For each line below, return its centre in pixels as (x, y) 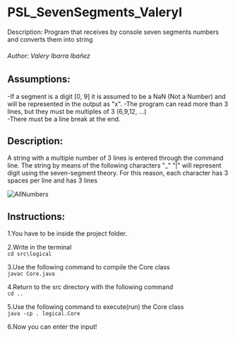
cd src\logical (30, 254)
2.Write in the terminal (40, 247)
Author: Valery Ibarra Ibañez (49, 56)
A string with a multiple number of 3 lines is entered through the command (115, 158)
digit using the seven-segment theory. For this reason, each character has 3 (118, 173)
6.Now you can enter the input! (52, 327)
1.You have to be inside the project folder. (67, 233)
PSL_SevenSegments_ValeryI (95, 12)
